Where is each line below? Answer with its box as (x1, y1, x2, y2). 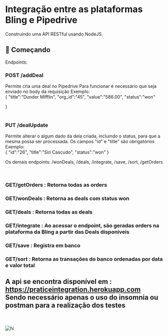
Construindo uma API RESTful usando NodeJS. (5, 31, 103, 37)
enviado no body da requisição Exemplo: (5, 88, 90, 94)
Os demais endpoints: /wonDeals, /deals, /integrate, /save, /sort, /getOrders (5, 159, 163, 165)
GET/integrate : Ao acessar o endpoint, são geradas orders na (5, 222, 159, 229)
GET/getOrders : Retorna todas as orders (5, 181, 107, 188)
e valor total (5, 262, 35, 269)
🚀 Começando (5, 45, 50, 54)
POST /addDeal (5, 72, 44, 79)
